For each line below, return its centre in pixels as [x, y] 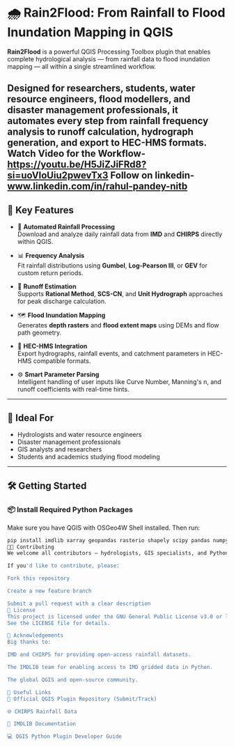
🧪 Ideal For [31, 418]
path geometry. [39, 333]
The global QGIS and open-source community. [73, 679]
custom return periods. [50, 273]
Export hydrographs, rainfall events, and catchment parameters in [112, 354]
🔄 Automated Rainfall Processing [66, 227]
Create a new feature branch [49, 591]
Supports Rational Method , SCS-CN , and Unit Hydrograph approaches [120, 294]
